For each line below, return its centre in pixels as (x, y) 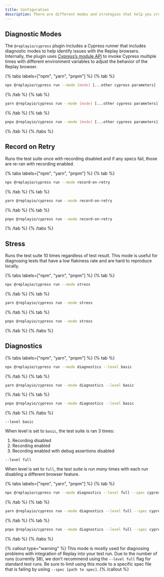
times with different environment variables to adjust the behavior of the (76, 61)
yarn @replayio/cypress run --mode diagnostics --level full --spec (76, 511)
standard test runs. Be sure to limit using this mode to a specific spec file (78, 564)
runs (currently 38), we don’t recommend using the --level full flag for (78, 559)
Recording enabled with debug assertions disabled (63, 451)
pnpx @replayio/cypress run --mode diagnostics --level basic (70, 404)
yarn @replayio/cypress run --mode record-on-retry (59, 201)
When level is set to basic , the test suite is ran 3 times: (60, 431)
